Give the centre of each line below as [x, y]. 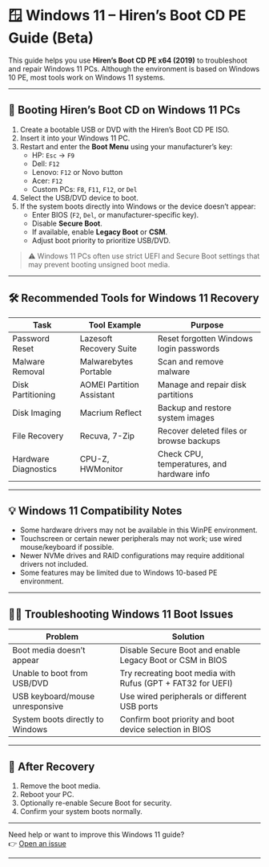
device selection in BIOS [165, 730]
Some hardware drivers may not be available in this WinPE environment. [139, 530]
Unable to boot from [50, 674]
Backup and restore [195, 408]
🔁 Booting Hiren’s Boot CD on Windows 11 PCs [124, 110]
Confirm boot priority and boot [177, 719]
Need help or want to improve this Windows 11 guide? [96, 834]
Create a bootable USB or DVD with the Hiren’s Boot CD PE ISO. [124, 129]
